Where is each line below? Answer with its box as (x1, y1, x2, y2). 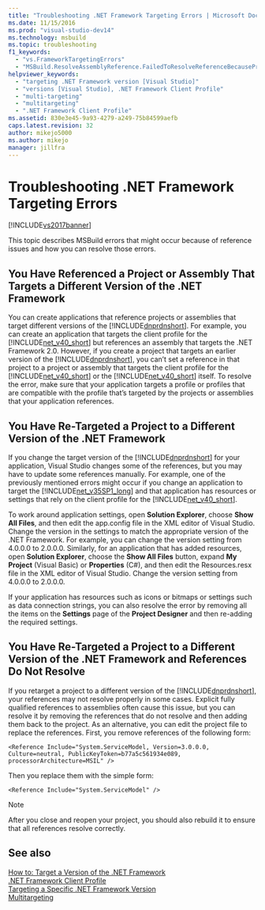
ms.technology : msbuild (8, 33, 87, 42)
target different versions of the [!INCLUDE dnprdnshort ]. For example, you (8, 321, 247, 331)
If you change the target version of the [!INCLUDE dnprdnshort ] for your (8, 452, 241, 462)
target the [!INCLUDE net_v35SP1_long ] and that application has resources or (8, 486, 256, 496)
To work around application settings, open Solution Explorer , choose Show (8, 510, 254, 519)
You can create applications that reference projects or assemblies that (8, 313, 237, 322)
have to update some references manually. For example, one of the (8, 469, 226, 478)
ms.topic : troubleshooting (8, 41, 97, 49)
